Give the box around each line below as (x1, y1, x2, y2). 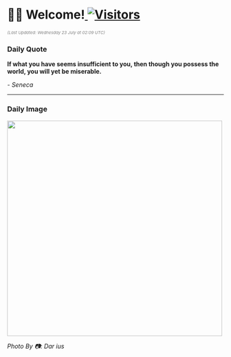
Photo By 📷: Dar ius (7, 342, 65, 350)
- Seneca (7, 81, 34, 89)
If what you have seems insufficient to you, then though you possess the (7, 60, 219, 68)
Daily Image (7, 104, 48, 114)
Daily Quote (7, 44, 47, 54)
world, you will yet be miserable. (7, 68, 102, 76)
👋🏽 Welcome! (7, 7, 85, 23)
